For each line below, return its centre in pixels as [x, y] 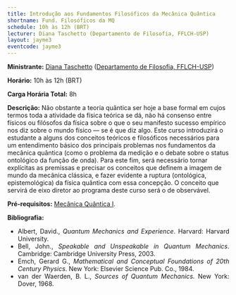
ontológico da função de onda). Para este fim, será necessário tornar [107, 160]
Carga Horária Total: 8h [42, 94]
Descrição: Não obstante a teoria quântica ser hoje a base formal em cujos [117, 108]
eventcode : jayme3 [34, 47]
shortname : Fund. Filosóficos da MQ [61, 20]
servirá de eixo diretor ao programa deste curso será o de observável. [109, 190]
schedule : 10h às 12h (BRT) [49, 27]
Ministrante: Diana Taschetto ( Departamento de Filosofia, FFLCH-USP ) [111, 67]
